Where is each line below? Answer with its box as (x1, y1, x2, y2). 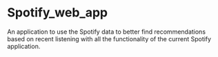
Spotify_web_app (7, 5, 108, 21)
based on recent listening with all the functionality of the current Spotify (7, 34, 212, 43)
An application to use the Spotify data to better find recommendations (7, 27, 206, 36)
